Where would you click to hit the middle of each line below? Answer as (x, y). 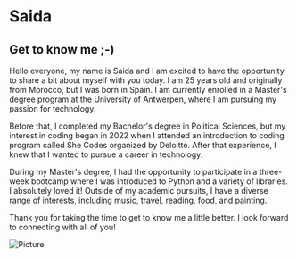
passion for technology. (53, 108)
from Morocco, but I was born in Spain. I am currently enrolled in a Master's (148, 90)
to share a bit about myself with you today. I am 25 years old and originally (146, 80)
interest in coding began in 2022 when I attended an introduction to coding (147, 135)
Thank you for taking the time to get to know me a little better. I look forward (149, 217)
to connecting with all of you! (62, 227)
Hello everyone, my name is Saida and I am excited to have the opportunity (147, 71)
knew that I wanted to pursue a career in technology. (106, 154)
